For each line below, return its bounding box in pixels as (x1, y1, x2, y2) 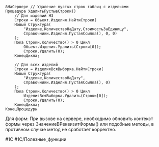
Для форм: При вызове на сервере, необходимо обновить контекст (5, 115, 153, 122)
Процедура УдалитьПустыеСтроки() (5, 9, 76, 14)
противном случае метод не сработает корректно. (5, 127, 116, 132)
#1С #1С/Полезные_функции (5, 136, 67, 142)
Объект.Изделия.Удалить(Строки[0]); (23, 44, 101, 49)
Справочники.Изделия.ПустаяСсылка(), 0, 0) (23, 31, 117, 36)
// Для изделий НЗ (14, 13, 54, 18)
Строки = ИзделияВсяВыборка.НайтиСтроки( (14, 67, 103, 72)
